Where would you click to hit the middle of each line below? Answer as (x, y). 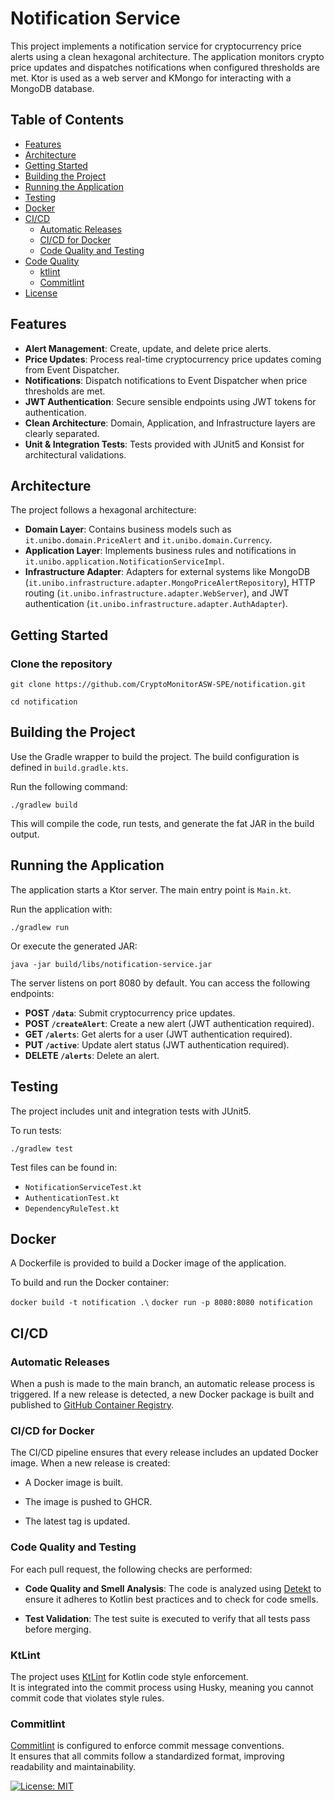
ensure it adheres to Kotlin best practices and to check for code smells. (171, 1599)
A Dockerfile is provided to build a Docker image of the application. (148, 1263)
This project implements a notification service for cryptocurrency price (156, 46)
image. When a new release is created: (90, 1463)
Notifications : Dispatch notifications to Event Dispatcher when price (166, 380)
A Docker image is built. (73, 1483)
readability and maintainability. (73, 1767)
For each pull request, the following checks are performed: (131, 1569)
